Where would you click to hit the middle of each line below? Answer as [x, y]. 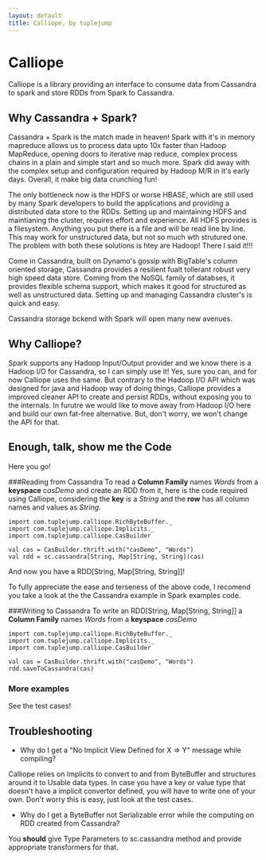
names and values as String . [55, 507]
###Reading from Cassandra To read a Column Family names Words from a [133, 482]
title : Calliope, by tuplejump [60, 23]
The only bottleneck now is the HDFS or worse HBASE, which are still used [131, 195]
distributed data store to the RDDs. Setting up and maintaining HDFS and [127, 212]
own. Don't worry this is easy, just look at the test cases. [101, 799]
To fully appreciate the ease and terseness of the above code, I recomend [129, 587]
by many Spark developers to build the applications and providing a [119, 203]
